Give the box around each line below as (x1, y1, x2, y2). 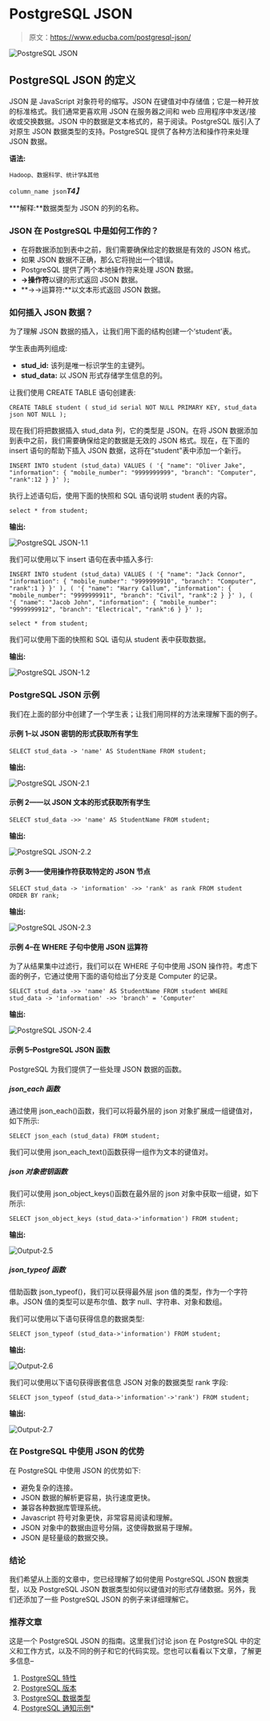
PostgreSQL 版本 (20, 1683, 77, 1693)
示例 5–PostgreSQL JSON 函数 (9, 1045, 111, 1055)
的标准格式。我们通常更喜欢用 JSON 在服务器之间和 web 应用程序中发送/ (9, 106, 249, 116)
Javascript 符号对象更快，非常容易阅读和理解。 (20, 1513, 177, 1522)
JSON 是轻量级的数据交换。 (20, 1533, 113, 1542)
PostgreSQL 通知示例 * (20, 1703, 95, 1713)
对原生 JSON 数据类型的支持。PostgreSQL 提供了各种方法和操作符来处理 (9, 126, 249, 136)
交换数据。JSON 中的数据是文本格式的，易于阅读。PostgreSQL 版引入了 (22, 116, 261, 126)
